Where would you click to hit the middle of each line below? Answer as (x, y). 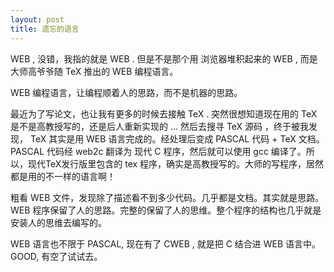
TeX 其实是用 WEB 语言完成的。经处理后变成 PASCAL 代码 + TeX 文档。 (177, 138)
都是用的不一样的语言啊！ (63, 176)
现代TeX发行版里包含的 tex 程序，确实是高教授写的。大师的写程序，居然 (176, 163)
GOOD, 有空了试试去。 (56, 256)
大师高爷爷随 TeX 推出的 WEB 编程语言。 (94, 71)
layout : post (37, 19)
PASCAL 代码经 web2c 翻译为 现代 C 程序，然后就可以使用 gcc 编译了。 (158, 151)
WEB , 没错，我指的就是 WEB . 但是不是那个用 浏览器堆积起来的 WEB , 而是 (164, 58)
